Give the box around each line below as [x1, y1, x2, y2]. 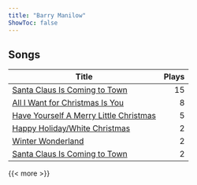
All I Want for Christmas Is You [12, 98, 125, 109]
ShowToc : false [8, 19, 58, 27]
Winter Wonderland [12, 135, 84, 146]
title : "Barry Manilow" [8, 11, 87, 20]
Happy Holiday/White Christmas [12, 123, 131, 134]
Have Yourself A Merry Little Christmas [12, 110, 156, 121]
